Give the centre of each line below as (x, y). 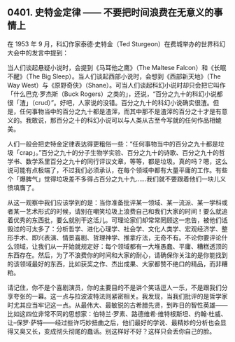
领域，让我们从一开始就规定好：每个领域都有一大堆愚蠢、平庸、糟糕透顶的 (120, 246)
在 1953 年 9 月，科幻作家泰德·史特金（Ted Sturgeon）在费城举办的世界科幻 (116, 43)
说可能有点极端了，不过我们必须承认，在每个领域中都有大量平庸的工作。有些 (117, 170)
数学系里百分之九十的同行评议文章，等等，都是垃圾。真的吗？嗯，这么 (127, 161)
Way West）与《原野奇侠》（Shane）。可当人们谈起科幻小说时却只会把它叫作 (116, 85)
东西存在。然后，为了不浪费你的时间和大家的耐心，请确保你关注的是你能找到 (117, 255)
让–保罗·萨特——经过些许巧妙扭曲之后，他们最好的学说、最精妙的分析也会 (114, 322)
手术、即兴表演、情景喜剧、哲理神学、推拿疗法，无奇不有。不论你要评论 (117, 238)
